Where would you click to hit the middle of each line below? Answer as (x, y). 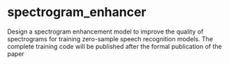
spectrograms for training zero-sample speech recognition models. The (110, 38)
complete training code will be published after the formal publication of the (114, 46)
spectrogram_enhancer (77, 12)
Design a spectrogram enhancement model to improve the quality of (105, 31)
